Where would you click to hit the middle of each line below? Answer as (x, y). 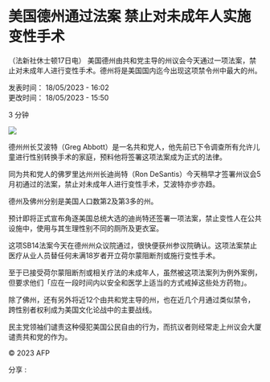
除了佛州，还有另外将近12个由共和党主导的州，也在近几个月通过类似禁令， (132, 299)
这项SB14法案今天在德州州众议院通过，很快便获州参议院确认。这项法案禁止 (133, 245)
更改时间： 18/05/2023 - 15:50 (59, 97)
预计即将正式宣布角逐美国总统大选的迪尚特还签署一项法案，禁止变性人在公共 (135, 218)
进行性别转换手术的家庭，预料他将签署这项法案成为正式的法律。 (121, 157)
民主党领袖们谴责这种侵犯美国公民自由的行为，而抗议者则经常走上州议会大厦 (135, 327)
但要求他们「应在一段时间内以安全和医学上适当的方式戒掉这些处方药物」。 (130, 282)
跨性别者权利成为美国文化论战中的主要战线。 (82, 310)
